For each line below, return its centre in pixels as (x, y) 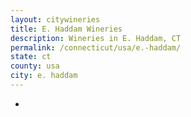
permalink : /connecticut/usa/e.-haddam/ (96, 47)
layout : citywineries (55, 19)
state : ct (31, 57)
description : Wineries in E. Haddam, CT (96, 38)
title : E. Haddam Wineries (66, 29)
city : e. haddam (44, 76)
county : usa (35, 66)
